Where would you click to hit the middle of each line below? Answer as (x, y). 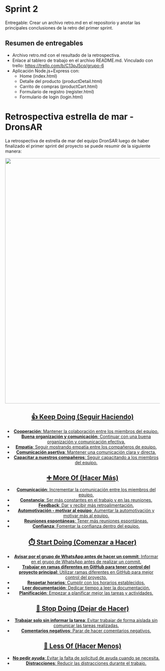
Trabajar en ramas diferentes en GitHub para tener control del (86, 567)
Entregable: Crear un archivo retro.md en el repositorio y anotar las (73, 23)
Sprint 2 (22, 9)
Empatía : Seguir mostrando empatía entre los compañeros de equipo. (86, 447)
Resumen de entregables (44, 43)
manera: (14, 151)
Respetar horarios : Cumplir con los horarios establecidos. (86, 583)
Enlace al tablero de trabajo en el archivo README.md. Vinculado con (82, 60)
